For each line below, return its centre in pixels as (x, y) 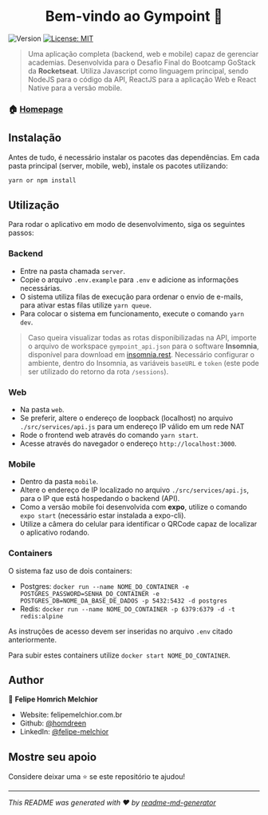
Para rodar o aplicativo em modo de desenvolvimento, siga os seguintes (127, 225)
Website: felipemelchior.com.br (71, 715)
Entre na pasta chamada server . (73, 271)
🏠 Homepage (36, 109)
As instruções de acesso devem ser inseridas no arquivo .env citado (120, 631)
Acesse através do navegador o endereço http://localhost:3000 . (128, 443)
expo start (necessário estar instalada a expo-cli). (102, 515)
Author (26, 680)
